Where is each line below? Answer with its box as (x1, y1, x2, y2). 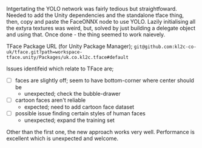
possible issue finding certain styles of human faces (15, 110, 146, 117)
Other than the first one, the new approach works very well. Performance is (6, 129, 195, 136)
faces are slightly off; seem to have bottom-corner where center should (15, 77, 194, 84)
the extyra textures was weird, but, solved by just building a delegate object (6, 24, 196, 32)
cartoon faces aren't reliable (15, 96, 86, 104)
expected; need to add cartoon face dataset (24, 103, 135, 111)
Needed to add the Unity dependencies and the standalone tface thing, (6, 12, 184, 19)
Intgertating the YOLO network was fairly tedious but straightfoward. (6, 5, 177, 12)
